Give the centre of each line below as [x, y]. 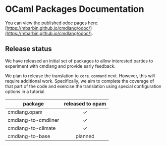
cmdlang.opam [25, 112]
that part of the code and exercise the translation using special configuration [83, 86]
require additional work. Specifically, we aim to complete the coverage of [80, 81]
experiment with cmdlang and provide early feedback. [60, 66]
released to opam [85, 103]
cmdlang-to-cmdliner [33, 120]
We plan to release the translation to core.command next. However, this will [80, 76]
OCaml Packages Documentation [75, 9]
